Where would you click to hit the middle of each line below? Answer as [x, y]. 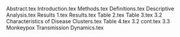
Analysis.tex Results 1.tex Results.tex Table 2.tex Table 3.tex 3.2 [84, 15]
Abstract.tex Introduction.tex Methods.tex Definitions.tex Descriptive [90, 9]
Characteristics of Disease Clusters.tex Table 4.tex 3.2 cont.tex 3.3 [88, 21]
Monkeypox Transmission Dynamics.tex [55, 27]
